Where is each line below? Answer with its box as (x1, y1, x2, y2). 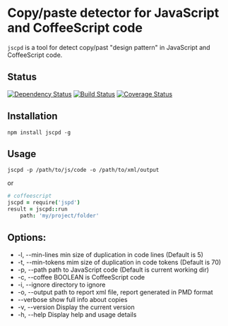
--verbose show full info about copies (17, 295, 128, 303)
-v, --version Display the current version (17, 303, 136, 311)
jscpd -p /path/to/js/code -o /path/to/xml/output (7, 167, 160, 174)
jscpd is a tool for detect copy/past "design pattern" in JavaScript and (7, 43, 210, 51)
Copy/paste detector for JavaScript (7, 5, 220, 21)
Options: (7, 232, 47, 244)
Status (7, 71, 37, 83)
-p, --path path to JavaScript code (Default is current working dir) (17, 265, 210, 274)
